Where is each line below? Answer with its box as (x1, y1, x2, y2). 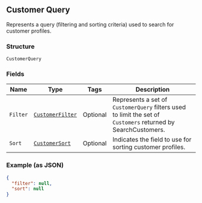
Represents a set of (112, 96, 168, 104)
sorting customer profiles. (112, 143, 185, 151)
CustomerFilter (34, 111, 77, 118)
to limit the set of (112, 111, 161, 119)
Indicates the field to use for (112, 136, 192, 144)
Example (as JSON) (6, 161, 64, 169)
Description (135, 86, 170, 94)
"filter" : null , (11, 180, 52, 186)
